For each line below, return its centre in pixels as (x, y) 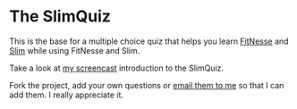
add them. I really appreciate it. (66, 95)
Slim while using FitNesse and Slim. (75, 50)
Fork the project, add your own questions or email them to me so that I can (147, 85)
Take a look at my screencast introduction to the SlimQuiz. (117, 68)
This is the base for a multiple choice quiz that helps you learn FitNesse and (149, 41)
